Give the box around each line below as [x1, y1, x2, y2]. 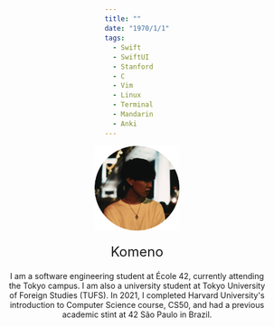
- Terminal [112, 100, 154, 109]
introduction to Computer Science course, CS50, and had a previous [9, 299, 265, 310]
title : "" [104, 14, 142, 23]
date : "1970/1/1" [104, 24, 170, 33]
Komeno [110, 243, 164, 260]
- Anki [112, 119, 137, 128]
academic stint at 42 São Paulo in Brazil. [61, 309, 213, 320]
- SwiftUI [112, 52, 150, 61]
